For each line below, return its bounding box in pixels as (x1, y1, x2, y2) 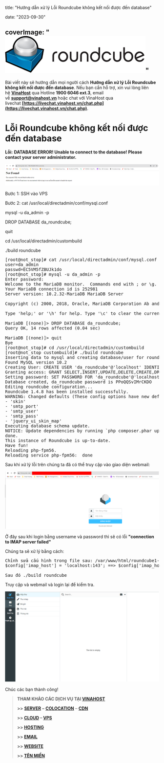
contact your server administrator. (5, 154, 77, 160)
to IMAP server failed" (5, 539, 51, 545)
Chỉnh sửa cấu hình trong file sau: (5, 558, 93, 563)
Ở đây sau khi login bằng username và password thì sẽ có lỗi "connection (5, 533, 155, 540)
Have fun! (5, 443, 28, 448)
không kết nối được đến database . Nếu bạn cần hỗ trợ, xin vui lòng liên (5, 85, 149, 90)
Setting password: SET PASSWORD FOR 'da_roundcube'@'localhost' (5, 374, 163, 380)
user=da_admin (5, 262, 39, 267)
